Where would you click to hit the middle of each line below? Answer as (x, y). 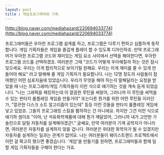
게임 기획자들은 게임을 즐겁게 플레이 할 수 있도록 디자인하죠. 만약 (81, 49)
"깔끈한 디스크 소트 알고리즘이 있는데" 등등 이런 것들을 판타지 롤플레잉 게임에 (85, 104)
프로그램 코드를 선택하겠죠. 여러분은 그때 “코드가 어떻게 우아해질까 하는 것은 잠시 (82, 62)
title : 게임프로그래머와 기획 (32, 14)
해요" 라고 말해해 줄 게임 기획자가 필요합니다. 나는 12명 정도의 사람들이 (85, 74)
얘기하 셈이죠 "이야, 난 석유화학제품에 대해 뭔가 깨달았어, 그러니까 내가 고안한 (79, 117)
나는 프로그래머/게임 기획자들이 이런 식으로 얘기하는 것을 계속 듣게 (82, 86)
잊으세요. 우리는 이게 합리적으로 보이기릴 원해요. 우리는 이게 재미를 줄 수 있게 (78, 68)
